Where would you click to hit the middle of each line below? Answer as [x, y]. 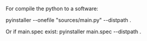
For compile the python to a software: [52, 9]
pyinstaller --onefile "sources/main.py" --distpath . [68, 20]
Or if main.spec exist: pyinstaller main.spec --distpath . [73, 31]
